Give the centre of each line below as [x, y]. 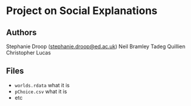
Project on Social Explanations [82, 11]
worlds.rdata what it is [42, 85]
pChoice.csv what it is [41, 91]
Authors [21, 33]
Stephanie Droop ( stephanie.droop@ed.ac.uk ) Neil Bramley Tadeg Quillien [96, 46]
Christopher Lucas [29, 53]
